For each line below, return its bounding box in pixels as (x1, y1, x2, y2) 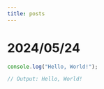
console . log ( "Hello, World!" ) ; (7, 63, 98, 70)
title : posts (7, 10, 45, 17)
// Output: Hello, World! (7, 76, 82, 83)
